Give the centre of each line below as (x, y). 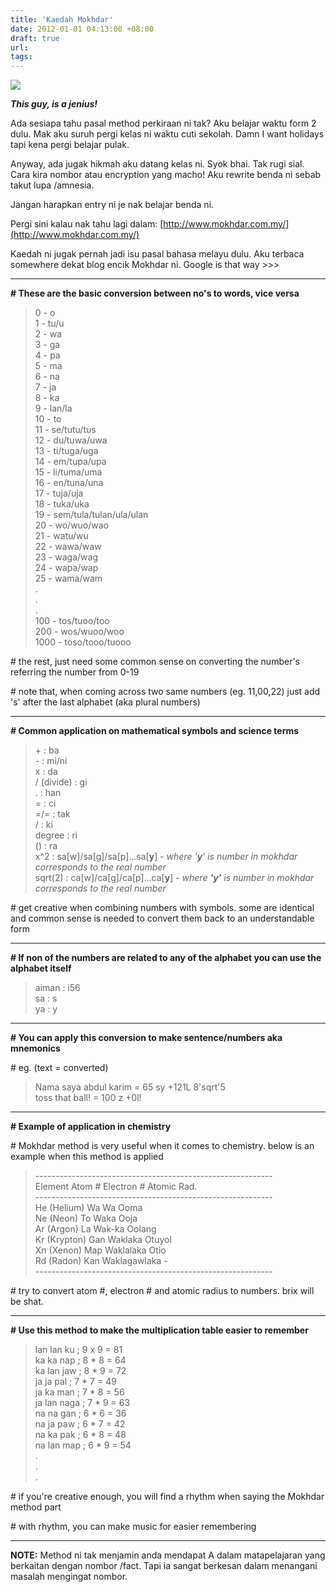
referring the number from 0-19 (75, 672)
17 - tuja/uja (59, 493)
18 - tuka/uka (62, 504)
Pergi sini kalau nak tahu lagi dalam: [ (87, 224)
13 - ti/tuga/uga (66, 451)
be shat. (27, 1302)
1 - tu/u (49, 323)
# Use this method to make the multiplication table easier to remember (159, 1330)
